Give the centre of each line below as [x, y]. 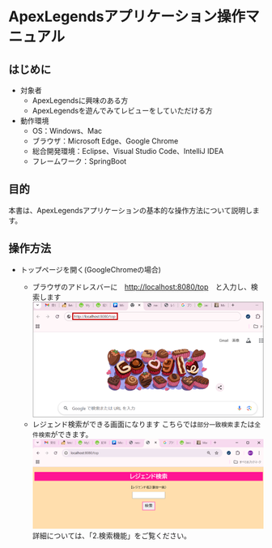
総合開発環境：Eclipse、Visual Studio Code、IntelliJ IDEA [128, 151]
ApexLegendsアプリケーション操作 [127, 17]
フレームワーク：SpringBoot [79, 161]
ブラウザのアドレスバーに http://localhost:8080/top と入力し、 [142, 287]
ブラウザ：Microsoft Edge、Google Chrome [105, 141]
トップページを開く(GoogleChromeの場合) [91, 269]
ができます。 [72, 435]
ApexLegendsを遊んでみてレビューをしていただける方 [122, 111]
